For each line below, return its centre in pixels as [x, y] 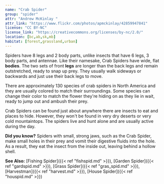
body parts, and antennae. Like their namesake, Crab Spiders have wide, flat [82, 60]
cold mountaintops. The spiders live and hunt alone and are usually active [79, 121]
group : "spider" [22, 14]
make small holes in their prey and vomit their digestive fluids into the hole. [80, 141]
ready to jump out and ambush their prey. [47, 101]
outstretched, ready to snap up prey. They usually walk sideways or [73, 71]
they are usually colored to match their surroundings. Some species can [78, 91]
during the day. [20, 126]
